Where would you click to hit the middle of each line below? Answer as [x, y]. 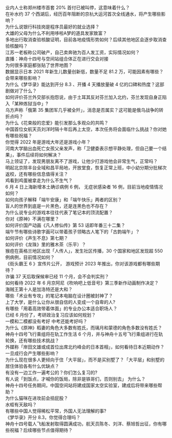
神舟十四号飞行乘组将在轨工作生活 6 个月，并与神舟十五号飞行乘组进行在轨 [84, 334]
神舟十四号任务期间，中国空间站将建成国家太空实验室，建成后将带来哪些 [81, 385]
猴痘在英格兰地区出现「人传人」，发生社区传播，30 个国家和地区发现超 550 [84, 251]
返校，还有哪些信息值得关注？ [37, 174]
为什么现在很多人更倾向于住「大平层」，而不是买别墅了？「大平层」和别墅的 [85, 360]
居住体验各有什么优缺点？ [32, 366]
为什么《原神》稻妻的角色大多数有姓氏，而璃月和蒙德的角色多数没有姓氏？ [84, 328]
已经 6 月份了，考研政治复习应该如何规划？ [51, 315]
